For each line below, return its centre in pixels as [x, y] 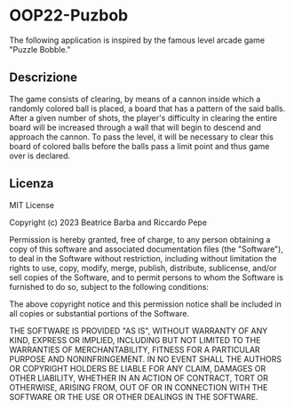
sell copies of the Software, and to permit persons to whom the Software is [147, 277]
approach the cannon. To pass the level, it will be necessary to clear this [141, 136]
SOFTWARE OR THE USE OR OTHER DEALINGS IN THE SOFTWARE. [134, 397]
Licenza [32, 184]
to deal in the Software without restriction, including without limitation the [143, 258]
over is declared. [40, 156]
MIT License [32, 204]
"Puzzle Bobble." [40, 49]
